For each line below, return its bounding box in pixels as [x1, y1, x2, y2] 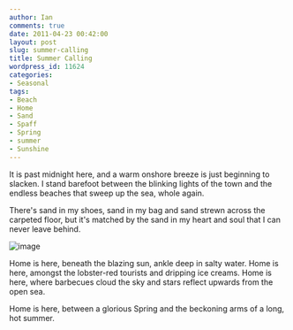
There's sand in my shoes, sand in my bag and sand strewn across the [9, 204, 266, 215]
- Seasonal [9, 79, 49, 88]
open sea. [9, 286, 46, 296]
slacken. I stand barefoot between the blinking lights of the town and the [9, 178, 273, 188]
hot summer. [9, 312, 55, 323]
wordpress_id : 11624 [9, 63, 86, 72]
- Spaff [9, 120, 38, 129]
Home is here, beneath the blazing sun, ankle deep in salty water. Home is [9, 257, 280, 268]
